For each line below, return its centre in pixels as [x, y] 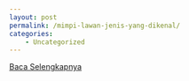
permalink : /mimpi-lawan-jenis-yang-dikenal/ [94, 26]
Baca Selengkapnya [46, 67]
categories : [31, 33]
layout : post [33, 17]
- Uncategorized [55, 42]
